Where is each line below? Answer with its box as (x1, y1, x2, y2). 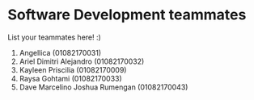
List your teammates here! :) (7, 32, 102, 42)
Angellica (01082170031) (19, 48, 102, 57)
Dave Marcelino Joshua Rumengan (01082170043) (19, 82, 188, 92)
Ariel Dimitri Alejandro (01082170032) (19, 56, 145, 66)
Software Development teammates (7, 6, 247, 24)
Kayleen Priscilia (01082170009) (19, 65, 127, 74)
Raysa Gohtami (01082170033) (19, 73, 122, 83)
